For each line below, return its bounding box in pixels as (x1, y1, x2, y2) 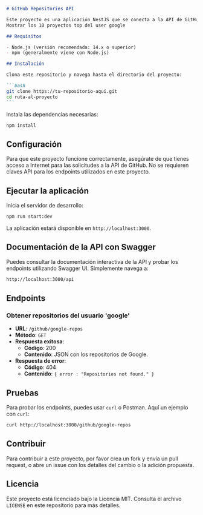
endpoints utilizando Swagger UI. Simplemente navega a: (6, 264, 149, 272)
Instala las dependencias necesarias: (6, 110, 98, 118)
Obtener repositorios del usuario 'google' (6, 311, 130, 320)
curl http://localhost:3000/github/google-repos (6, 422, 131, 428)
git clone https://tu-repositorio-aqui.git (6, 88, 118, 94)
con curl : (6, 410, 30, 418)
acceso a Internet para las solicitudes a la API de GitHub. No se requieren (6, 161, 189, 169)
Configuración (6, 139, 62, 149)
